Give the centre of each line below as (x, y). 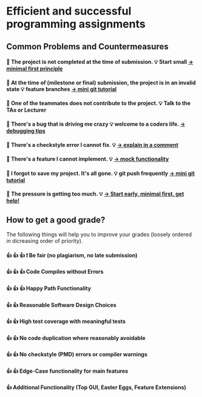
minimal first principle (35, 69)
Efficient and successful (69, 11)
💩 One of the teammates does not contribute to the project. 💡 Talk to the (99, 103)
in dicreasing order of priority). (45, 241)
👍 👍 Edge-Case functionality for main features (67, 371)
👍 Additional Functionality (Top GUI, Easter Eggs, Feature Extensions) (96, 387)
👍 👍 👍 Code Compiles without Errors (55, 272)
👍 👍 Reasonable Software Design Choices (61, 305)
